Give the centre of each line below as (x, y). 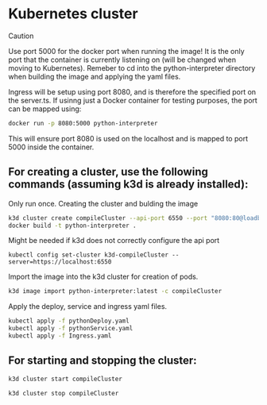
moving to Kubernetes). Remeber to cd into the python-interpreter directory (132, 67)
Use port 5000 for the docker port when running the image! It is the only (126, 51)
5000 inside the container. (51, 147)
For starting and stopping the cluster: (103, 361)
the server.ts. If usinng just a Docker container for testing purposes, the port (133, 100)
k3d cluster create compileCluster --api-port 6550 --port (108, 218)
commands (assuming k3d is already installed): (128, 185)
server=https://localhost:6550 (60, 262)
